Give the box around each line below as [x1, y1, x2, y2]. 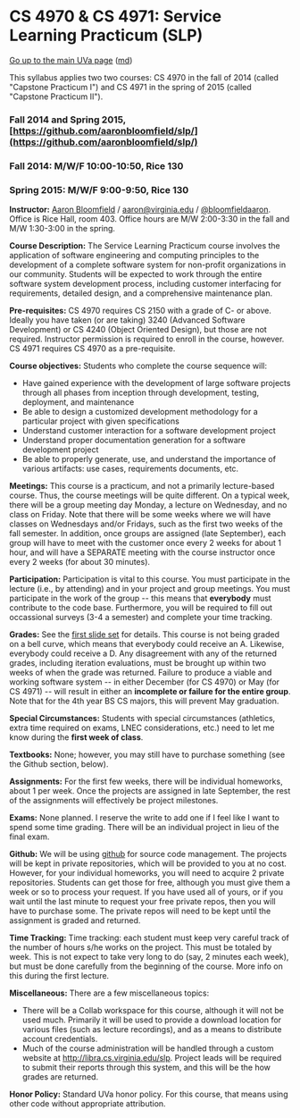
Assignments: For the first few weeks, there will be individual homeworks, [9, 776, 283, 787]
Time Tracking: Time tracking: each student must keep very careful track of [9, 932, 290, 944]
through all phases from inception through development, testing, [21, 387, 260, 399]
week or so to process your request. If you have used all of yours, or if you [9, 887, 284, 897]
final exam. [9, 831, 50, 842]
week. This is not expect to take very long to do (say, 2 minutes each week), [9, 952, 289, 962]
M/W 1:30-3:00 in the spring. [9, 223, 116, 234]
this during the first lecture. [9, 971, 110, 981]
